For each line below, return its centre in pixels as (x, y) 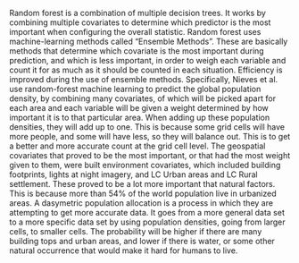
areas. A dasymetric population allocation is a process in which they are (141, 203)
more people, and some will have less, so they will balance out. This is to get (150, 136)
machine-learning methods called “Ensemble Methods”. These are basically (149, 41)
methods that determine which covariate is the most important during (137, 51)
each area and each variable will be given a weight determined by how (139, 108)
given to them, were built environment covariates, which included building (145, 165)
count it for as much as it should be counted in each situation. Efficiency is (146, 70)
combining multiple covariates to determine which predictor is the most (140, 22)
